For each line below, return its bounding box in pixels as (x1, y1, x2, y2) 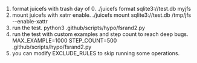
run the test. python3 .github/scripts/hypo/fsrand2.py (11, 24, 145, 31)
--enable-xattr (11, 18, 48, 25)
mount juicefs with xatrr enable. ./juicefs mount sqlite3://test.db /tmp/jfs (11, 11, 192, 19)
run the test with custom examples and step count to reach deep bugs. (11, 31, 189, 38)
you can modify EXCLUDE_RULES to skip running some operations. (11, 50, 180, 56)
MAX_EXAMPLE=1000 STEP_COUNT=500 (11, 37, 117, 44)
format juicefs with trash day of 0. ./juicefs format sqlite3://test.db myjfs (11, 5, 192, 12)
